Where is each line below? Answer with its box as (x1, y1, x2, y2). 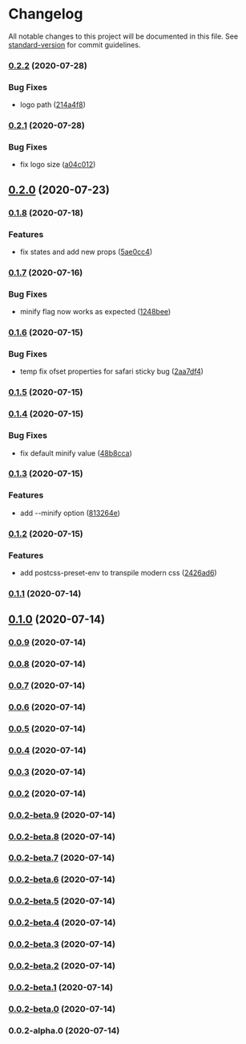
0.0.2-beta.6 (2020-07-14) (8, 874, 116, 885)
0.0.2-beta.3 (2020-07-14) (8, 939, 116, 950)
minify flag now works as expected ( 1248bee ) (19, 307, 171, 317)
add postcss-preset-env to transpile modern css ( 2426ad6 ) (19, 568, 218, 577)
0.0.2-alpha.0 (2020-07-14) (8, 1025, 120, 1036)
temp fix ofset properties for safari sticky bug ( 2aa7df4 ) (19, 366, 204, 376)
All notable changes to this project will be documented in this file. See (8, 31, 239, 41)
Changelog (8, 5, 83, 23)
